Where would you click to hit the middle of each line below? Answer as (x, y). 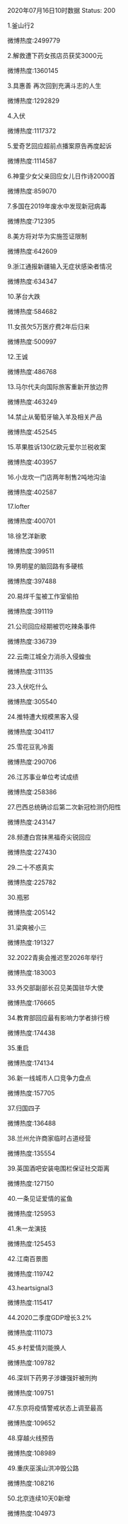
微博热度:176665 (31, 1003)
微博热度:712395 (31, 221)
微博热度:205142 (31, 912)
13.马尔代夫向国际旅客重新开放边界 (58, 387)
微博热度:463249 (33, 402)
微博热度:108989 (32, 1453)
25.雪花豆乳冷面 (31, 747)
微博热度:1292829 (34, 101)
